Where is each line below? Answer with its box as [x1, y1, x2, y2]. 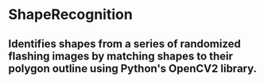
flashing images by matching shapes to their [8, 49, 233, 62]
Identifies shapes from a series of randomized [8, 37, 241, 51]
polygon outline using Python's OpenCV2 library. [8, 62, 257, 75]
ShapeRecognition [8, 6, 133, 24]
